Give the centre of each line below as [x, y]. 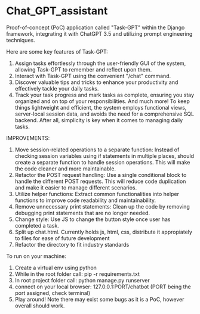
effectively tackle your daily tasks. [57, 88]
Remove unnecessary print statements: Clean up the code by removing [102, 206]
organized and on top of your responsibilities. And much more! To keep [102, 101]
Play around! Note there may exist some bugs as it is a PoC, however [99, 299]
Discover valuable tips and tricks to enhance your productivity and [96, 82]
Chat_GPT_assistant [57, 11]
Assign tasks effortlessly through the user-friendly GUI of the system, [100, 63]
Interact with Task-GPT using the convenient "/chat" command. [93, 76]
